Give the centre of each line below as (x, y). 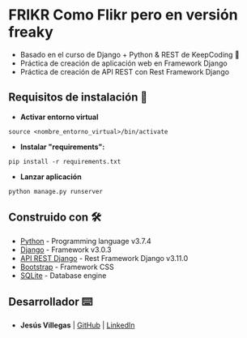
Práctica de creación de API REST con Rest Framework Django (124, 71)
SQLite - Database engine (63, 275)
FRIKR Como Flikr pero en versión (123, 15)
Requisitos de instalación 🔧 (78, 98)
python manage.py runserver (56, 191)
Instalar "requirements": (62, 147)
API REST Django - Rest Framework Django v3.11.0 (104, 258)
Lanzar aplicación (51, 177)
